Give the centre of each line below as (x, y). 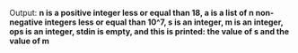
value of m (29, 41)
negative (26, 22)
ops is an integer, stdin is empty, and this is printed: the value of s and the (149, 31)
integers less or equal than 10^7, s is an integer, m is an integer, (164, 22)
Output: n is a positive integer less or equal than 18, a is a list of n (131, 13)
